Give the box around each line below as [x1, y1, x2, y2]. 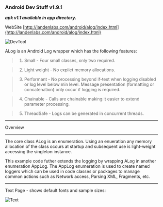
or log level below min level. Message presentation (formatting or [24, 81, 154, 87]
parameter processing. [24, 101, 70, 107]
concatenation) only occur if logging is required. [24, 87, 121, 93]
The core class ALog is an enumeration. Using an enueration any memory [5, 139, 152, 144]
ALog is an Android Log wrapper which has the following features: [5, 48, 137, 54]
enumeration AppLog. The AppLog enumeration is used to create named [5, 163, 150, 169]
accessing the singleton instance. [5, 149, 72, 155]
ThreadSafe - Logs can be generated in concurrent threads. [24, 111, 144, 116]
